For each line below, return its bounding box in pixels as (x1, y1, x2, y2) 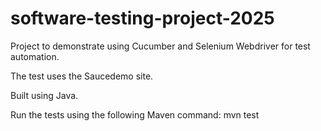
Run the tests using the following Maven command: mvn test (10, 108, 260, 121)
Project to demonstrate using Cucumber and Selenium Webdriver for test (10, 40, 311, 52)
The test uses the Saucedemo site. (10, 70, 154, 82)
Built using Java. (10, 89, 79, 101)
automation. (10, 50, 60, 62)
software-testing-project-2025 (10, 7, 275, 30)
